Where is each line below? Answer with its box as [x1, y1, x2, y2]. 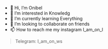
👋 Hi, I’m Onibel [10, 5, 43, 11]
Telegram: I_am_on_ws [15, 38, 62, 44]
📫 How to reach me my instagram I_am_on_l [10, 27, 103, 32]
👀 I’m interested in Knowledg [10, 10, 70, 16]
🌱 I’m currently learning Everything [10, 16, 83, 21]
